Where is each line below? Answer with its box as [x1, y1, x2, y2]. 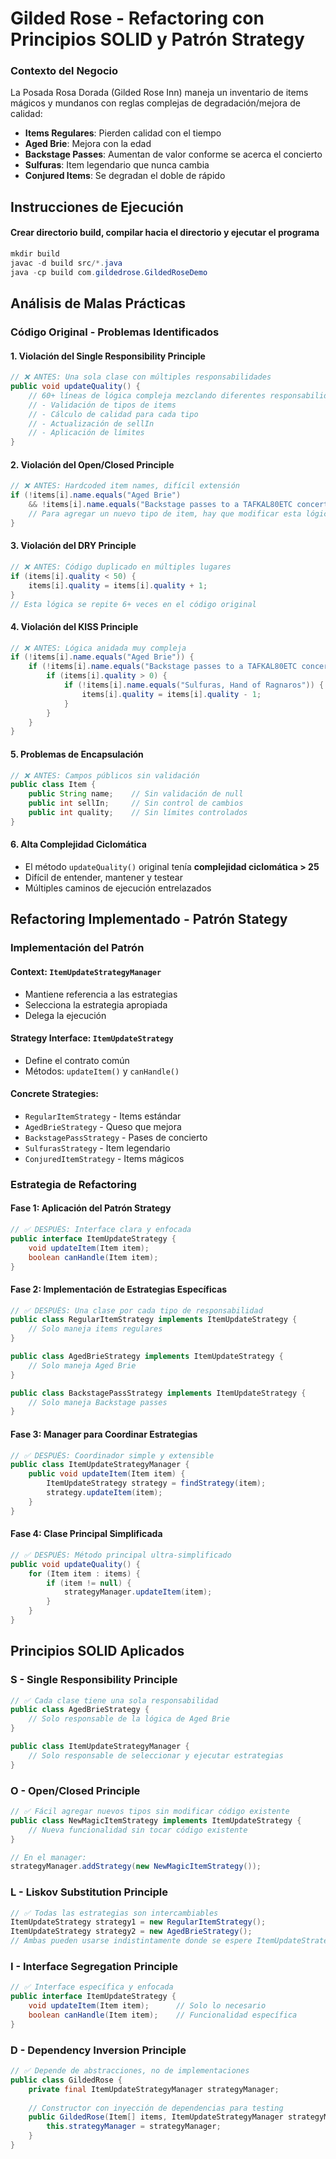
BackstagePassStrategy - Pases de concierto [24, 1131, 208, 1143]
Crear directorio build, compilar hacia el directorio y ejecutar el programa [10, 227, 320, 239]
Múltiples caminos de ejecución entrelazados [24, 882, 212, 894]
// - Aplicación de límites [28, 428, 145, 438]
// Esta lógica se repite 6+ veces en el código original [10, 599, 257, 609]
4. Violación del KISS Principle [10, 620, 139, 632]
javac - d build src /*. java [10, 258, 123, 268]
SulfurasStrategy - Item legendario [24, 1142, 171, 1154]
